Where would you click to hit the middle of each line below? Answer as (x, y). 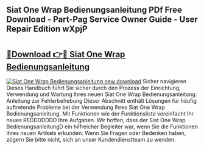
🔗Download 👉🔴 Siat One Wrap (66, 54)
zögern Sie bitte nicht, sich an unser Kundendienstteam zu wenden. (91, 140)
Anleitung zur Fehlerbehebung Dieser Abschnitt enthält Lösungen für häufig (101, 101)
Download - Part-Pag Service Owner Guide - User (102, 20)
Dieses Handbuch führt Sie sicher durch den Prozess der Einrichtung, (93, 88)
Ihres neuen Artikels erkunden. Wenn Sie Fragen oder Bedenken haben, (96, 133)
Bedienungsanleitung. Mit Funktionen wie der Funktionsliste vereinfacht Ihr (100, 114)
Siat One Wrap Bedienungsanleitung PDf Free (94, 10)
